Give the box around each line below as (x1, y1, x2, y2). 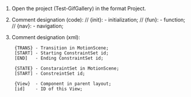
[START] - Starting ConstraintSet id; (14, 50, 109, 56)
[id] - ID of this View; (14, 86, 83, 92)
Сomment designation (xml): (11, 34, 81, 40)
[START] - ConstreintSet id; (14, 71, 86, 77)
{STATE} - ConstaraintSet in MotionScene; (14, 65, 120, 71)
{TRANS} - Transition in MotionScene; (14, 45, 109, 51)
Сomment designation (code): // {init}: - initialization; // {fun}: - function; (11, 16, 186, 23)
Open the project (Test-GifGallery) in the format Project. (11, 5, 146, 12)
